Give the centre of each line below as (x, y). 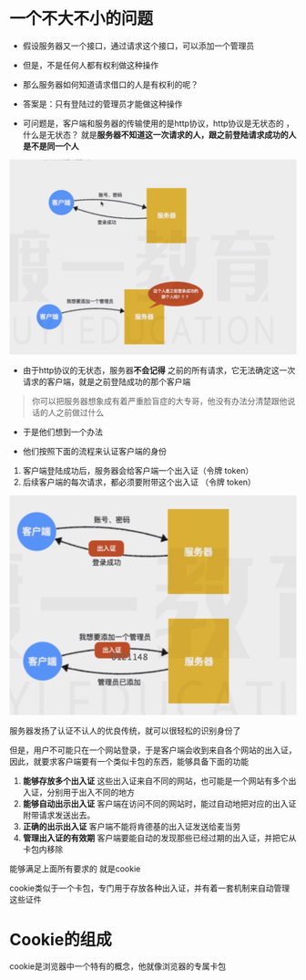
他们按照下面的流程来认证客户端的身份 (94, 451)
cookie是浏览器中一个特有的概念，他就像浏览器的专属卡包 (118, 966)
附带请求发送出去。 (59, 815)
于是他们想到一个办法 (62, 432)
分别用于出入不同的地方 (91, 792)
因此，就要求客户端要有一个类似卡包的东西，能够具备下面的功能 (129, 761)
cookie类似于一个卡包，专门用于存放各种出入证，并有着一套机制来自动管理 (150, 888)
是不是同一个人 (51, 146)
